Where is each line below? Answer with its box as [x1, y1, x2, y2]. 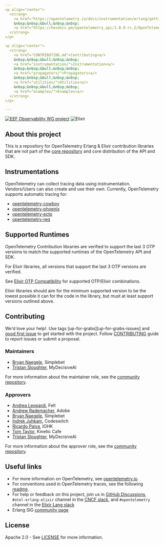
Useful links [5, 463, 42, 471]
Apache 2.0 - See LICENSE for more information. [5, 534, 103, 540]
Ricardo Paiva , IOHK [12, 423, 53, 429]
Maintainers [5, 348, 35, 355]
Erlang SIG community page [12, 507, 69, 513]
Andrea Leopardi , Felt [12, 403, 56, 409]
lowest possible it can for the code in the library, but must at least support [5, 293, 154, 299]
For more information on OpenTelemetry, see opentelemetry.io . [12, 475, 139, 481]
